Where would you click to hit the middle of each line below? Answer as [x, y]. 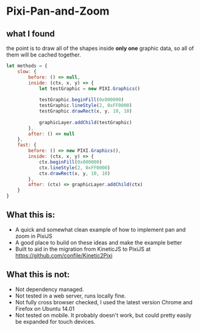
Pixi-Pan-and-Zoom [58, 11]
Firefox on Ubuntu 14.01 [45, 308]
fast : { [27, 145]
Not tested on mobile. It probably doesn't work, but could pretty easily [103, 315]
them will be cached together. [44, 55]
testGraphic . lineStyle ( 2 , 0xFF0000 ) [85, 106]
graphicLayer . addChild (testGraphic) [85, 122]
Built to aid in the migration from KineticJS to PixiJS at [83, 249]
